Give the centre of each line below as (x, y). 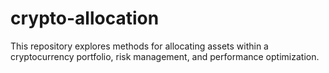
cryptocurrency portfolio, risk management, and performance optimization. (165, 56)
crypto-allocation (85, 18)
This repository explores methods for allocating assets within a (139, 46)
